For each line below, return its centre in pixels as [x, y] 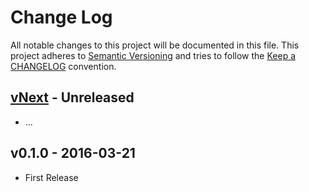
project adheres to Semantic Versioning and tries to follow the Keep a [153, 55]
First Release [51, 177]
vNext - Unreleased [72, 97]
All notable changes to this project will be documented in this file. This [155, 45]
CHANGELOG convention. [63, 66]
